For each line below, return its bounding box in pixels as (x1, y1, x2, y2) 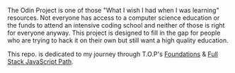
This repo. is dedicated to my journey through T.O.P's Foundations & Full (7, 50, 218, 58)
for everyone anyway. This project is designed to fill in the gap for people (7, 28, 221, 37)
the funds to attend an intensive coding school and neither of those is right (7, 21, 225, 29)
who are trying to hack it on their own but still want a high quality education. (7, 36, 229, 45)
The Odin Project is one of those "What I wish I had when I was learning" (7, 6, 219, 14)
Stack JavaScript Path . (7, 57, 74, 66)
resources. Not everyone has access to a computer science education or (7, 13, 220, 22)
